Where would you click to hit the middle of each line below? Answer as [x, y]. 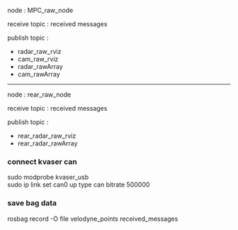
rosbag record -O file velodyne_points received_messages [93, 219]
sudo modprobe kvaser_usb [48, 177]
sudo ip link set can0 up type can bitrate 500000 [79, 185]
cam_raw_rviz [38, 59]
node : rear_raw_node [39, 94]
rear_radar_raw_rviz [47, 136]
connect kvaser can [42, 161]
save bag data [32, 203]
